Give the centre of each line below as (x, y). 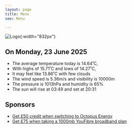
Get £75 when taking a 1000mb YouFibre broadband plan (69, 121)
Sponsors (20, 105)
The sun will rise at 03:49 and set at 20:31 (54, 89)
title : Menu (17, 14)
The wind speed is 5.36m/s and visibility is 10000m (63, 79)
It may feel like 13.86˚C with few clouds (51, 74)
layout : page (18, 9)
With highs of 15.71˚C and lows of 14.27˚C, (54, 69)
